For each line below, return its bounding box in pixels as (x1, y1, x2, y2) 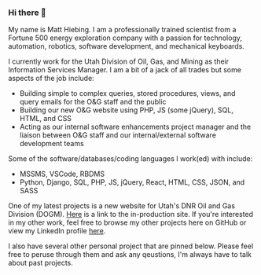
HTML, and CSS (19, 114, 72, 123)
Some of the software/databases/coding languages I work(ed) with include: (8, 154, 253, 163)
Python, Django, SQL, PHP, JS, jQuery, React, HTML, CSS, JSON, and (19, 178, 245, 187)
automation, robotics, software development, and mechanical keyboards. (8, 42, 245, 51)
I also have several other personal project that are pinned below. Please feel (8, 241, 254, 251)
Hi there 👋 (8, 7, 47, 18)
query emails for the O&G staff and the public (19, 97, 167, 107)
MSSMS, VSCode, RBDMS (19, 169, 105, 179)
